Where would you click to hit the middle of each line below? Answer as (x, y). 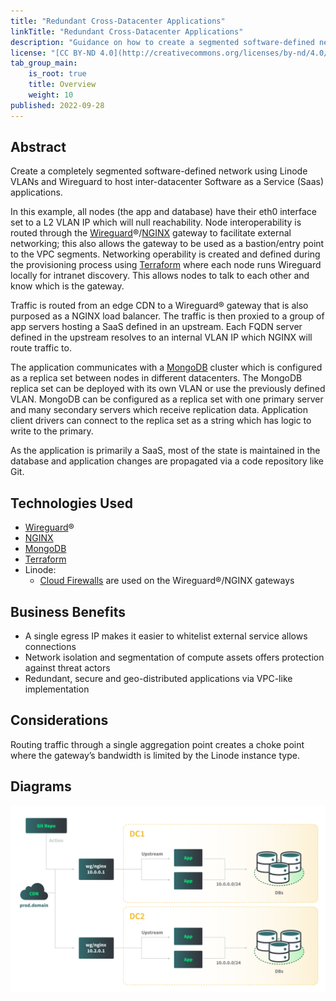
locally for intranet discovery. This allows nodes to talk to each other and (160, 276)
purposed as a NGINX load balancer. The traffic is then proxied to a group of (167, 316)
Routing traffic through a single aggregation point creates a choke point (157, 744)
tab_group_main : (44, 63)
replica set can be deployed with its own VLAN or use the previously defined (168, 389)
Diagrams (41, 786)
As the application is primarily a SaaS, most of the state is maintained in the (165, 451)
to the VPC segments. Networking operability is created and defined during (165, 254)
